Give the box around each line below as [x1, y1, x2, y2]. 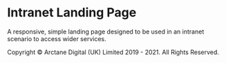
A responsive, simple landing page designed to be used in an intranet [7, 27, 205, 36]
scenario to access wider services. [7, 34, 106, 42]
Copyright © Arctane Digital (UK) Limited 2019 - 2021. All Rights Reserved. [7, 48, 220, 56]
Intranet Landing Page [7, 5, 137, 21]
